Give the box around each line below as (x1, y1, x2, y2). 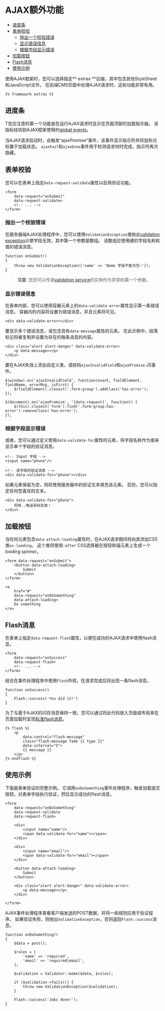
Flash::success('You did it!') (14, 696, 78, 701)
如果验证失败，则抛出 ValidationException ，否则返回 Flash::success (14, 916, 153, 922)
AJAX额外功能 (5, 4, 64, 16)
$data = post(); (14, 941, 48, 946)
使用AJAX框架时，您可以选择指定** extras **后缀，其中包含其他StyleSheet (5, 75, 157, 82)
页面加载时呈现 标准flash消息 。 (5, 716, 67, 722)
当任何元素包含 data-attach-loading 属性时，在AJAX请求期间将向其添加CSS (5, 536, 158, 542)
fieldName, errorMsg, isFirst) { (5, 382, 74, 388)
